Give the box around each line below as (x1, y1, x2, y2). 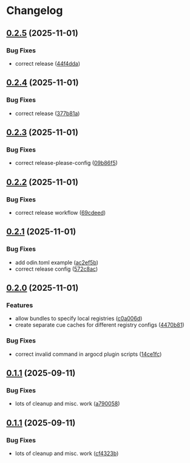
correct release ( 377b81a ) (15, 110, 80, 117)
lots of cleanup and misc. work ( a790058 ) (15, 400, 120, 408)
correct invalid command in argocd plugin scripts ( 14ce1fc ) (15, 350, 162, 358)
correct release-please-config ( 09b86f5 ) (15, 159, 118, 167)
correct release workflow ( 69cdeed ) (15, 209, 106, 216)
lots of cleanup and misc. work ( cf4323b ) (15, 450, 119, 457)
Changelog (6, 4, 63, 18)
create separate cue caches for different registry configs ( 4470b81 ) (15, 321, 185, 329)
